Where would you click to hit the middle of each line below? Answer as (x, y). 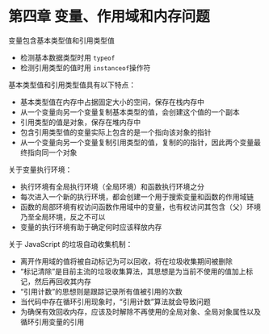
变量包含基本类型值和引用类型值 (61, 40)
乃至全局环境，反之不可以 (63, 217)
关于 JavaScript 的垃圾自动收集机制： (71, 244)
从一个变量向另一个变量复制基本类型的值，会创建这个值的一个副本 (130, 112)
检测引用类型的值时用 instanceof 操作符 (85, 67)
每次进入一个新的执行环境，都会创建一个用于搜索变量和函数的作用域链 (137, 196)
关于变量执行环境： (40, 169)
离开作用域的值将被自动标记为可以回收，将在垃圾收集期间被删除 (126, 261)
